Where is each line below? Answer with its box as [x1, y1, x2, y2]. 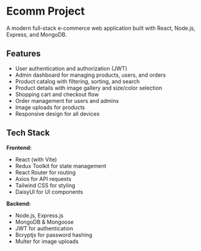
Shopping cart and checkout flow [15, 90, 99, 98]
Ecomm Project [6, 4, 85, 18]
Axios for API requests [15, 175, 72, 182]
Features [6, 49, 41, 59]
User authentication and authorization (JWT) [15, 65, 127, 72]
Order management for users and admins [15, 97, 119, 104]
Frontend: [6, 144, 32, 151]
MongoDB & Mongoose [15, 218, 74, 225]
